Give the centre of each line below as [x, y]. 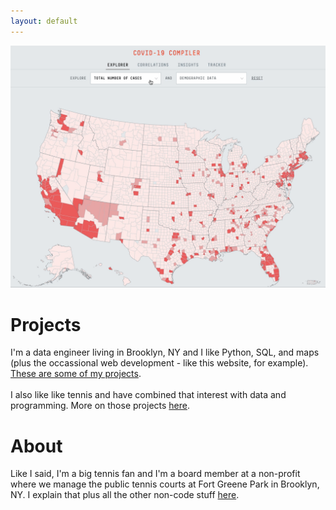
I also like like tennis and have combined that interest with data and [148, 395]
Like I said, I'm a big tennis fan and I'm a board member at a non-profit [155, 474]
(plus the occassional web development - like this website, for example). [159, 363]
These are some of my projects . [76, 374]
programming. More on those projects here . [100, 406]
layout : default [44, 21]
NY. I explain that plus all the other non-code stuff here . [125, 495]
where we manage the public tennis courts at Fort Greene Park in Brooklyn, [165, 484]
